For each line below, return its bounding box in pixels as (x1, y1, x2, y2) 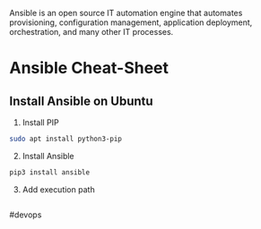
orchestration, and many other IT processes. (9, 27, 174, 37)
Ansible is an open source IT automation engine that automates (9, 8, 243, 18)
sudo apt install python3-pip (9, 134, 123, 143)
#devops (9, 209, 42, 220)
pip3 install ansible (9, 167, 91, 177)
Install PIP (22, 117, 60, 128)
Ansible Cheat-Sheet (9, 58, 169, 79)
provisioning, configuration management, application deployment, (9, 17, 253, 28)
